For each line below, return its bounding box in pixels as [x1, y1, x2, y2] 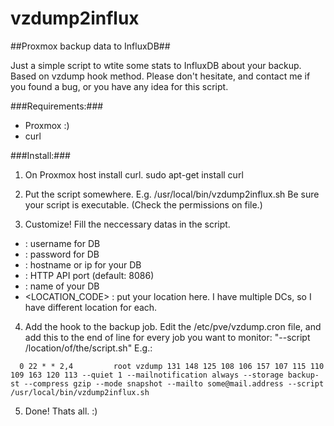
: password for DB [24, 248, 100, 260]
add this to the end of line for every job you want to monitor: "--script [24, 331, 311, 343]
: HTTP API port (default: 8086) [24, 269, 155, 281]
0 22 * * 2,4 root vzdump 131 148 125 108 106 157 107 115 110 [19, 361, 325, 371]
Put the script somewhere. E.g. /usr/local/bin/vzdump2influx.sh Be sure [24, 188, 320, 200]
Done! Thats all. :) [24, 405, 98, 417]
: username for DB [24, 237, 101, 249]
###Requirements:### [10, 100, 104, 112]
